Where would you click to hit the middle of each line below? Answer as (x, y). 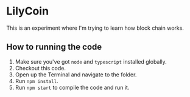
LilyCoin (28, 11)
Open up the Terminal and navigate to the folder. (76, 75)
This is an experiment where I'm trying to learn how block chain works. (95, 28)
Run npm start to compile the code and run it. (72, 87)
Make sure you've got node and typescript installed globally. (91, 61)
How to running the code (54, 47)
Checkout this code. (40, 68)
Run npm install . (37, 81)
